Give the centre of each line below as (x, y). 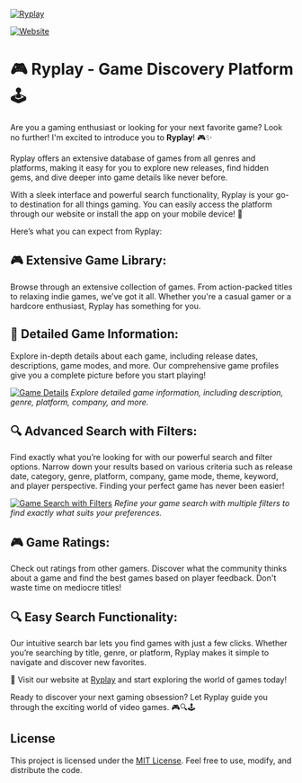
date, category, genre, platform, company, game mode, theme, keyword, (144, 476)
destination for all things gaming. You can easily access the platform (146, 204)
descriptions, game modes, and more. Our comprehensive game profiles (145, 365)
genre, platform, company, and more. (80, 402)
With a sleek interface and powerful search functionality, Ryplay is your (142, 194)
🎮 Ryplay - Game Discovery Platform (152, 70)
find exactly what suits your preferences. (86, 513)
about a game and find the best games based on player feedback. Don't (143, 578)
